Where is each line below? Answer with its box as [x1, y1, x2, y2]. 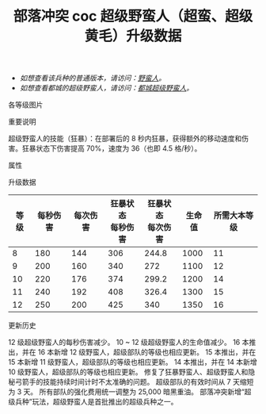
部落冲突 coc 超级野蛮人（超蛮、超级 [13, 7, 253, 25]
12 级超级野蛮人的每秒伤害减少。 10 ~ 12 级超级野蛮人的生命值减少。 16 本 [8, 338, 249, 347]
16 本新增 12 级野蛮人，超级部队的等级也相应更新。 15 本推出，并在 [37, 347, 256, 357]
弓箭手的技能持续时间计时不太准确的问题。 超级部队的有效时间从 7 [14, 378, 231, 387]
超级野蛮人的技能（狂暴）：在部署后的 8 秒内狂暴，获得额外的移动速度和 [8, 134, 242, 144]
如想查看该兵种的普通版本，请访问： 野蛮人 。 [19, 73, 166, 83]
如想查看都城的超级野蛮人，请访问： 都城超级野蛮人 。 [19, 83, 194, 93]
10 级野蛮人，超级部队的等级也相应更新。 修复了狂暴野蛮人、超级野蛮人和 [8, 367, 249, 377]
